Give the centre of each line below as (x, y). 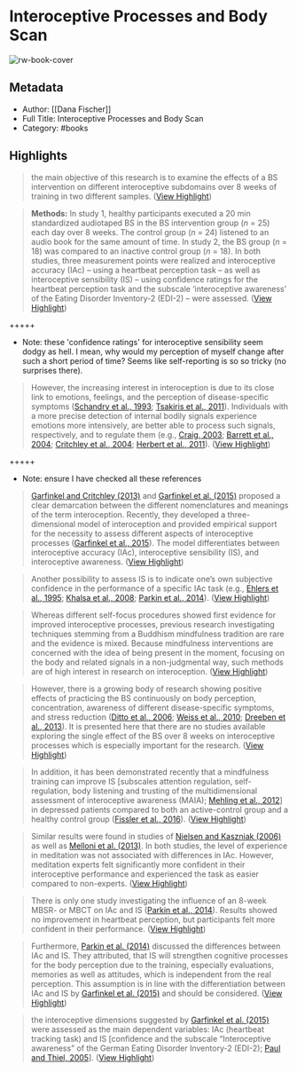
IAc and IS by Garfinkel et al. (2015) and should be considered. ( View (156, 993)
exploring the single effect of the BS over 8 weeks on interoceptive (153, 736)
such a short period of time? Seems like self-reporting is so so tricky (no (154, 360)
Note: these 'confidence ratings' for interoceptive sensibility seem (143, 342)
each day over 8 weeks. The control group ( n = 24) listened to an (150, 232)
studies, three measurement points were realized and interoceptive (153, 260)
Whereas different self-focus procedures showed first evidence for (153, 615)
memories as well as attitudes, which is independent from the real (151, 974)
